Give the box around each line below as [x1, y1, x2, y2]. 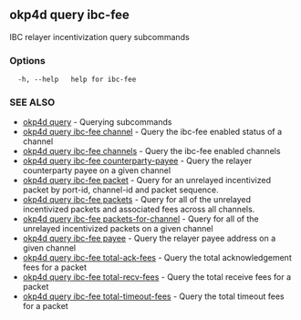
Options [9, 54, 46, 67]
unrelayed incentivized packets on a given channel [22, 223, 213, 234]
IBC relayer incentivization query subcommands [9, 31, 190, 42]
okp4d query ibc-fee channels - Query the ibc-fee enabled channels [22, 146, 281, 157]
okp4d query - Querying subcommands [22, 117, 172, 128]
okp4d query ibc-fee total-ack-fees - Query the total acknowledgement [22, 253, 292, 263]
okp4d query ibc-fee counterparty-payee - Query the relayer [22, 155, 253, 167]
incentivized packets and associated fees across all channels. [22, 204, 255, 215]
